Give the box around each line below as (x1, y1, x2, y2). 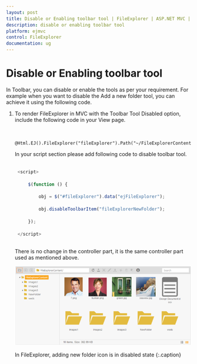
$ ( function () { (28, 181, 68, 187)
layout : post (6, 9, 38, 15)
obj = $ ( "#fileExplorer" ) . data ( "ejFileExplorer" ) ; (38, 194, 165, 200)
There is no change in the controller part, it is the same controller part (14, 248, 183, 255)
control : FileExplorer (6, 34, 62, 41)
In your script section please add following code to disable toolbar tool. (14, 150, 187, 157)
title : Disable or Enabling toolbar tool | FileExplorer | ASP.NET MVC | (6, 15, 191, 22)
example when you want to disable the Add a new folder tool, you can (6, 92, 175, 100)
